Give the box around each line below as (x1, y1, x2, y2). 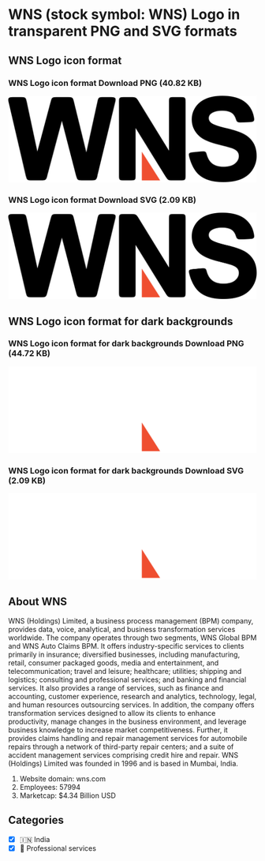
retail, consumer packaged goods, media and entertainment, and (8, 657, 219, 668)
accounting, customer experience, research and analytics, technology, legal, (8, 691, 257, 701)
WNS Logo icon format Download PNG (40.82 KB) (8, 77, 203, 88)
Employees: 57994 (19, 782, 81, 792)
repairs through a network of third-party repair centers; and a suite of (8, 742, 234, 751)
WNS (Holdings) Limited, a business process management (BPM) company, (8, 616, 254, 625)
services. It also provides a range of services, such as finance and (8, 683, 224, 692)
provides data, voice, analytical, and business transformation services (8, 624, 236, 634)
